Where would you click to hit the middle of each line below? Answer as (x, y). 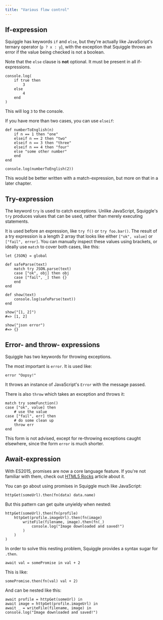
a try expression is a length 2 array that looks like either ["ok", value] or (79, 236)
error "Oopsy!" (21, 375)
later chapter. (18, 183)
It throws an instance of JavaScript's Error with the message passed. (76, 385)
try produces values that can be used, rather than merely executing (74, 216)
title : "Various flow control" (37, 10)
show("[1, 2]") (21, 312)
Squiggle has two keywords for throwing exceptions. (58, 357)
